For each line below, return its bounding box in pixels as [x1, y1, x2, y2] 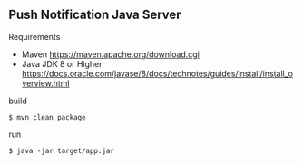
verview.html [21, 77, 70, 89]
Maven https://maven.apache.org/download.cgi [21, 49, 200, 60]
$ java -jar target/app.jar [8, 146, 115, 155]
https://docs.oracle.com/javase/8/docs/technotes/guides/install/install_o [21, 68, 294, 79]
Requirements [8, 31, 61, 42]
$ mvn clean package [8, 112, 87, 121]
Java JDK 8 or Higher [21, 58, 103, 69]
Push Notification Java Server [8, 7, 182, 23]
